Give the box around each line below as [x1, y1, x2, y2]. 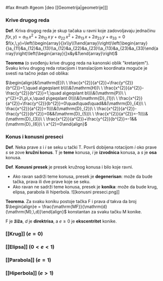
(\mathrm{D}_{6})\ [5, 121, 43, 127]
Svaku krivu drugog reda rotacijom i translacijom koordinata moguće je [5, 65, 147, 71]
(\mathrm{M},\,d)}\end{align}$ [5, 209, 67, 215]
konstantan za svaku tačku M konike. [68, 209, 143, 215]
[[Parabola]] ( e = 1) [5, 256, 52, 263]
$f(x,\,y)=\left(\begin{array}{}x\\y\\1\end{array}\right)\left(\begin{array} [5, 40, 148, 46]
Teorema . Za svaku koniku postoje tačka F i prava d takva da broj [5, 199, 137, 205]
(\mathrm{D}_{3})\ [5, 116, 43, 122]
